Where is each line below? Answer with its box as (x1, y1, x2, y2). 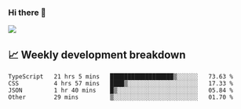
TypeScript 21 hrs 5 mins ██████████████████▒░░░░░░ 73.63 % (8, 73, 234, 81)
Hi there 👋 (8, 7, 47, 18)
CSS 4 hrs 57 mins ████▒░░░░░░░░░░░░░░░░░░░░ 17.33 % (8, 80, 234, 88)
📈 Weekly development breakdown (8, 48, 186, 61)
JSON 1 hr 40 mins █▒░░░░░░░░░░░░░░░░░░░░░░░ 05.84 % (8, 86, 234, 95)
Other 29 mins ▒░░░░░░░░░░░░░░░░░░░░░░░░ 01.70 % (8, 93, 234, 101)
